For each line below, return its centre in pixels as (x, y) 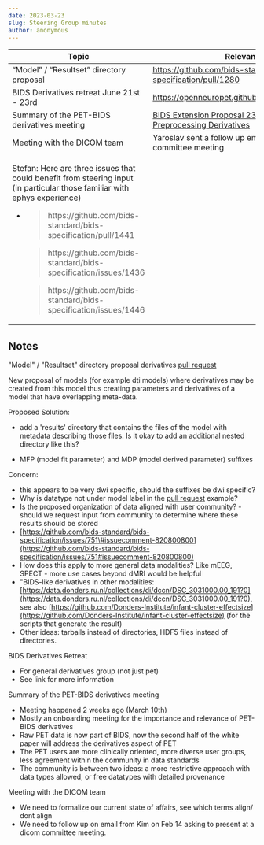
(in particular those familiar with (71, 188)
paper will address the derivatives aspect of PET (98, 743)
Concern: (23, 475)
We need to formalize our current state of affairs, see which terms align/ (136, 807)
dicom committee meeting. (63, 832)
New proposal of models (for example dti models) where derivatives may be (131, 380)
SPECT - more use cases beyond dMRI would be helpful (110, 574)
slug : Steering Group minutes (58, 23)
